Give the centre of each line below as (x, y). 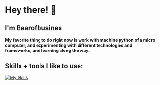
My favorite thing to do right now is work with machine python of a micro (80, 40)
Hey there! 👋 (30, 10)
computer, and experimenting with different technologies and (69, 45)
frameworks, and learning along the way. (48, 51)
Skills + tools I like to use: (44, 66)
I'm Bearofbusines (34, 28)
